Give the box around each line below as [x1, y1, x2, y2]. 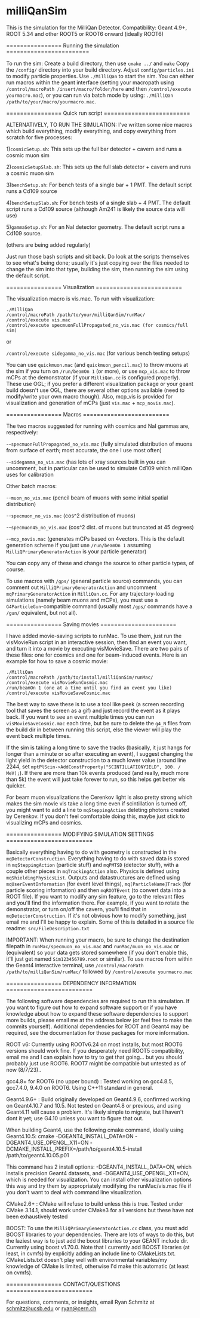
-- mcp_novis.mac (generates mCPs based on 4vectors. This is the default [6, 535, 185, 542]
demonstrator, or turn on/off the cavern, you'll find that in [6, 905, 147, 912]
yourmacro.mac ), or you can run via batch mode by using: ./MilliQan [6, 91, 174, 99]
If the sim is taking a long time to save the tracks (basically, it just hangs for [6, 744, 191, 751]
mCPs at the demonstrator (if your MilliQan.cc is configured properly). [6, 373, 180, 381]
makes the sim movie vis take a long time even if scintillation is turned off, [6, 799, 187, 807]
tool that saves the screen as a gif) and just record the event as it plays [6, 707, 180, 714]
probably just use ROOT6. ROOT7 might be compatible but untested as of [6, 1059, 186, 1067]
